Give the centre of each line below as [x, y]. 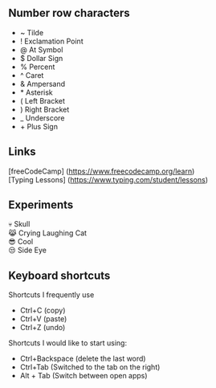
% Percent [37, 67]
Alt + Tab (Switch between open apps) [84, 376]
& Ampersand [43, 84]
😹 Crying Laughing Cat [47, 233]
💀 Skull [19, 224]
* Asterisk [37, 92]
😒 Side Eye [27, 250]
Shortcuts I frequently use [51, 295]
